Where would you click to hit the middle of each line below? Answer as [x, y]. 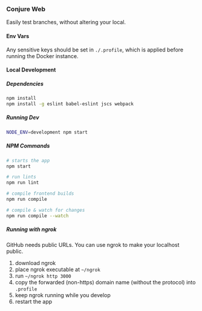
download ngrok [35, 263]
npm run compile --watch [37, 216]
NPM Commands [28, 146]
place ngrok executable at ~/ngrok [58, 269]
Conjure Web [26, 9]
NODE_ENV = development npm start [47, 132]
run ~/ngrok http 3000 [43, 276]
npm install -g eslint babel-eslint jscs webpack [70, 104]
